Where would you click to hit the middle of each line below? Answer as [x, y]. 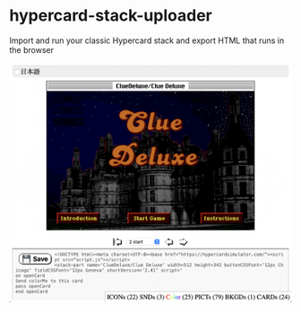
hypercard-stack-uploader [111, 16]
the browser [31, 49]
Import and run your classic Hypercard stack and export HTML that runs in [147, 40]
